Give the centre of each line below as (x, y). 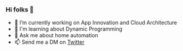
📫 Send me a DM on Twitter (49, 42)
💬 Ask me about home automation (56, 35)
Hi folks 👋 (20, 10)
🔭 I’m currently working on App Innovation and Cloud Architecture (96, 23)
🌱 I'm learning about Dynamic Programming (68, 29)
